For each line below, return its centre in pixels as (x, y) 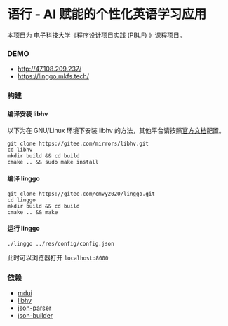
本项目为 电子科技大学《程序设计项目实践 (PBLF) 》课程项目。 (96, 35)
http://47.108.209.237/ (49, 69)
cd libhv (20, 150)
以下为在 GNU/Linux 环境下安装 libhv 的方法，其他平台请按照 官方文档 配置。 (116, 131)
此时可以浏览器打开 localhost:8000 (58, 257)
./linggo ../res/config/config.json (61, 243)
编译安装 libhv (28, 113)
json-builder (35, 316)
